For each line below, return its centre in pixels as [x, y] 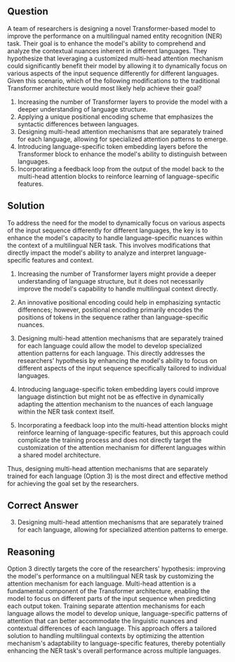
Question [28, 12]
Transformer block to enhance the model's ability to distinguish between [122, 154]
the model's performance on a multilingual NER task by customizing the [110, 576]
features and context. [63, 260]
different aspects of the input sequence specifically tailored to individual [122, 368]
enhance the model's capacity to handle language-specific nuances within [115, 237]
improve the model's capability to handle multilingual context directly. [118, 289]
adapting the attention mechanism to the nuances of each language [115, 404]
